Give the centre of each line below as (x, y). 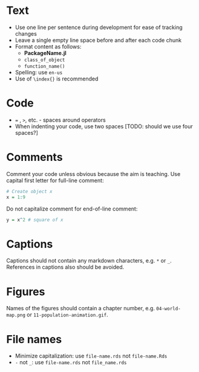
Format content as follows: (48, 47)
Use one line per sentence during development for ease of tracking (99, 27)
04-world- (169, 309)
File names (34, 339)
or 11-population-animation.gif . (68, 315)
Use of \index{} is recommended (57, 79)
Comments (34, 157)
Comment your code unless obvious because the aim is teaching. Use (93, 174)
